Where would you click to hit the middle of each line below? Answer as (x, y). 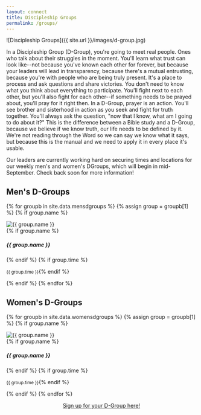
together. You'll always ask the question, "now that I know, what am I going (99, 116)
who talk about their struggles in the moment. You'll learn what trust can (96, 59)
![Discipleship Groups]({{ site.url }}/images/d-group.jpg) (76, 40)
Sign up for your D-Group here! (101, 405)
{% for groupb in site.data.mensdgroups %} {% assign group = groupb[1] (97, 207)
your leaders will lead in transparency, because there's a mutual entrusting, (100, 71)
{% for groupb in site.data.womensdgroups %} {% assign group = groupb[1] (101, 317)
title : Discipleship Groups (42, 18)
